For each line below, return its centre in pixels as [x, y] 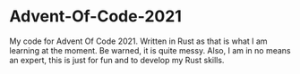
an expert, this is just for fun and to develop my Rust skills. [117, 60]
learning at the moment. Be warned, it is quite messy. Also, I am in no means [150, 50]
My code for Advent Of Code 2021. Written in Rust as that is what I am [138, 41]
